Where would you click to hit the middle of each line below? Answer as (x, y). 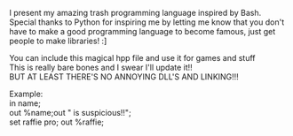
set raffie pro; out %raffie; (57, 122)
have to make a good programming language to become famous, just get (143, 31)
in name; (25, 103)
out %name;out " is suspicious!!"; (70, 113)
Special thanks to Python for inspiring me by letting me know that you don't (147, 22)
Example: (26, 94)
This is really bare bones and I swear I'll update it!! (101, 67)
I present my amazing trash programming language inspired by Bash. (135, 13)
